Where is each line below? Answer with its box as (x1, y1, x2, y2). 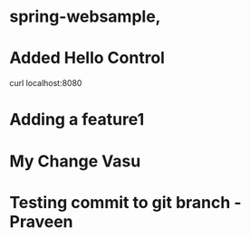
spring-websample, (9, 6, 161, 27)
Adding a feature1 (9, 109, 145, 130)
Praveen (9, 211, 74, 232)
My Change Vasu (9, 151, 141, 171)
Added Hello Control (9, 48, 166, 69)
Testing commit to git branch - (9, 192, 242, 213)
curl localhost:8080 (9, 78, 82, 89)
